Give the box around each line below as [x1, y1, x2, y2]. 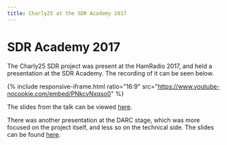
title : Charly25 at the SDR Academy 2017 [7, 10, 127, 17]
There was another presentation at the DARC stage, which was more [7, 116, 200, 124]
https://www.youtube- [157, 82, 220, 91]
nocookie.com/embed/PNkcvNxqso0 [7, 89, 111, 97]
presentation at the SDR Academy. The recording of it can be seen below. [7, 69, 214, 77]
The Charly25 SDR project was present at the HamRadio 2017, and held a [7, 62, 213, 70]
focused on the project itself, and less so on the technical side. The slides [7, 123, 214, 131]
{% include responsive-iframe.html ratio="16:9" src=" [7, 82, 159, 91]
